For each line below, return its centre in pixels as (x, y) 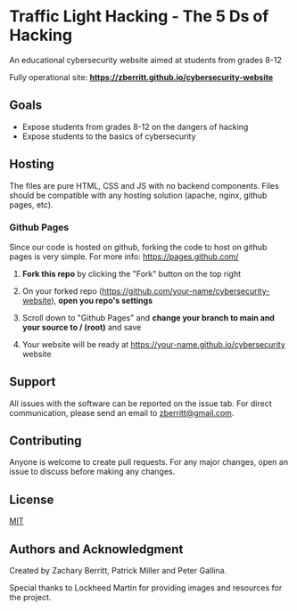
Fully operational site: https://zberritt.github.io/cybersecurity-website (141, 77)
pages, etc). (31, 204)
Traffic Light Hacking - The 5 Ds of (139, 16)
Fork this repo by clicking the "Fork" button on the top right (132, 273)
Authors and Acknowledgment (96, 549)
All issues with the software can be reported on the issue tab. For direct (140, 403)
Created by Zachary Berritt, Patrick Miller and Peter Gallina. (118, 571)
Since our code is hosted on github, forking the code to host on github (138, 247)
